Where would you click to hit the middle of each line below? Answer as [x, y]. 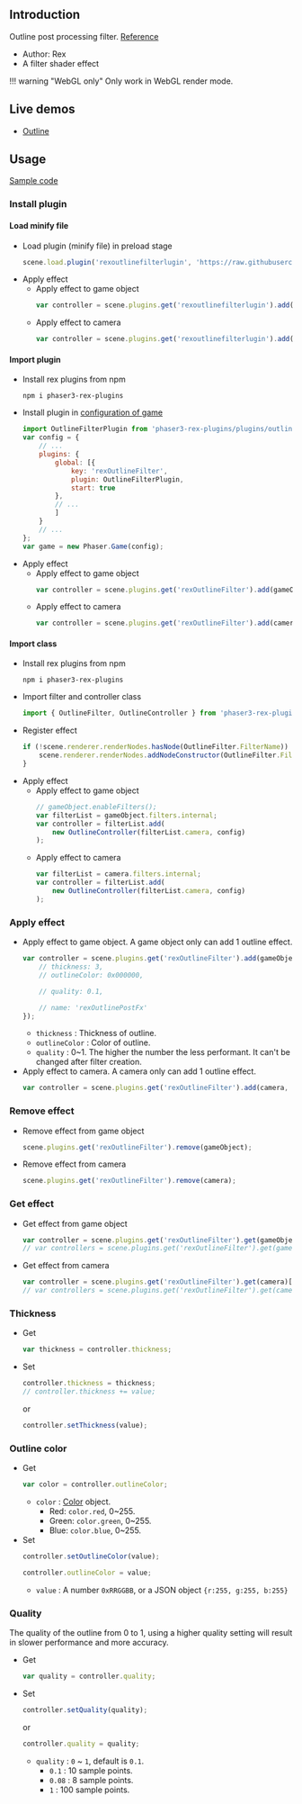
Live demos [42, 109]
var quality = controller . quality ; [89, 1677]
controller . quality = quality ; [81, 1744]
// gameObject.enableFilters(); [96, 807]
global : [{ [75, 463]
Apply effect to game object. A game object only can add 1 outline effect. [157, 942]
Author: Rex [44, 54]
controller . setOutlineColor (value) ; [91, 1556]
